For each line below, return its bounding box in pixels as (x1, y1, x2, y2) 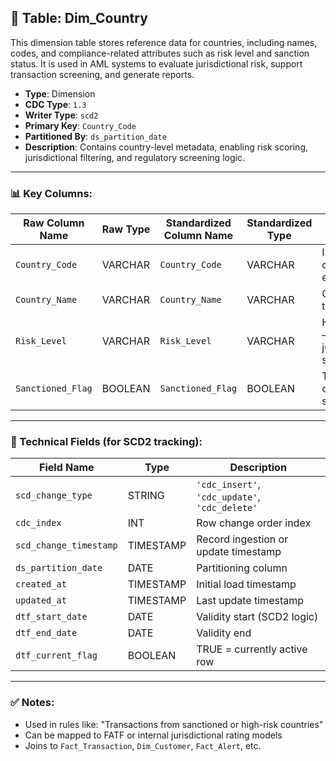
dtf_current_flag (15, 650, 98, 661)
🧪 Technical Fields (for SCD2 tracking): (10, 435, 203, 449)
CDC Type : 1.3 (24, 98, 87, 110)
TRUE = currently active (196, 642, 308, 656)
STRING (127, 489, 165, 503)
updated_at (15, 595, 67, 606)
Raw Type (101, 222, 151, 236)
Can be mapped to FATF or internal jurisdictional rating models (24, 729, 283, 741)
